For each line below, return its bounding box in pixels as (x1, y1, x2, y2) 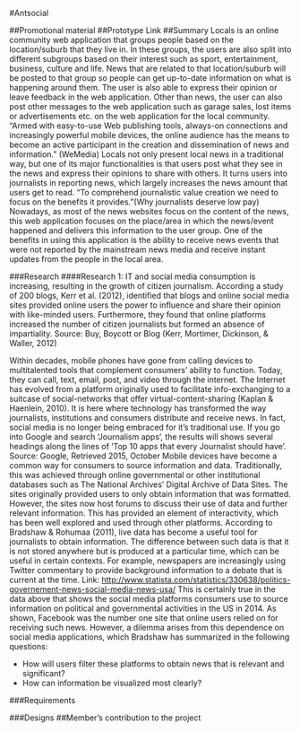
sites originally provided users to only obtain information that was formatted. (9, 489, 291, 499)
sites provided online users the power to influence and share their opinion (9, 300, 281, 310)
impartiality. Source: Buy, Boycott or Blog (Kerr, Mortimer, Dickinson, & (9, 328, 269, 339)
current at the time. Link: (9, 574, 100, 585)
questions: (9, 641, 48, 651)
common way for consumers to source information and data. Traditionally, (9, 460, 282, 470)
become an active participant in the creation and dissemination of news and (9, 139, 289, 150)
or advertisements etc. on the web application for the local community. (9, 111, 270, 121)
